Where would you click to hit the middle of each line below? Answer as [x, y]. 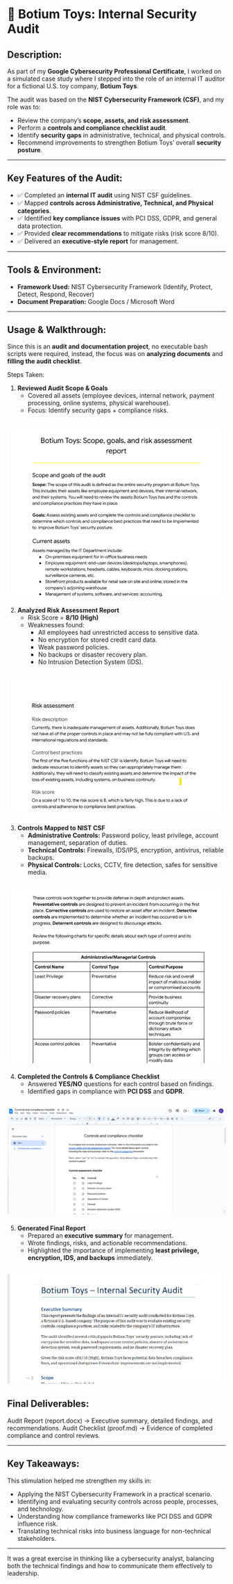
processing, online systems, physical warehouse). [99, 403]
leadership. [23, 1573]
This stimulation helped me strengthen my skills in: [79, 1480]
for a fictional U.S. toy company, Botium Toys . [73, 86]
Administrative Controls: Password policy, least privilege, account [123, 835]
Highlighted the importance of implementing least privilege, [113, 1250]
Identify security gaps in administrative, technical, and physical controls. [121, 135]
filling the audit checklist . [44, 362]
